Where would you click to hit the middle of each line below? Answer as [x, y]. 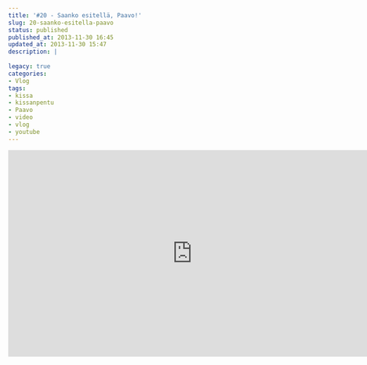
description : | [33, 52]
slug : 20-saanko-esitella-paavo [61, 23]
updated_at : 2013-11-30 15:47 [58, 45]
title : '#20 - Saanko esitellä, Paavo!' [75, 15]
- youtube [24, 132]
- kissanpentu [31, 103]
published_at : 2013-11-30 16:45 [61, 37]
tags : [17, 88]
